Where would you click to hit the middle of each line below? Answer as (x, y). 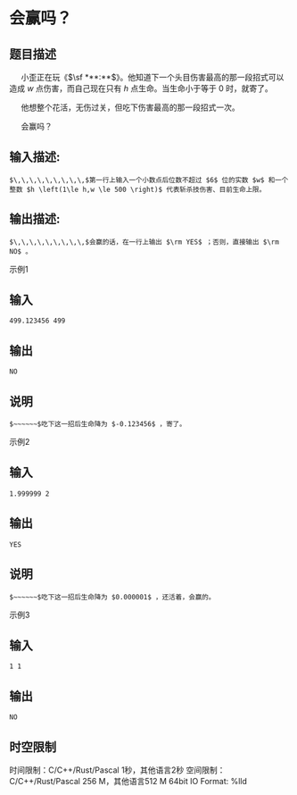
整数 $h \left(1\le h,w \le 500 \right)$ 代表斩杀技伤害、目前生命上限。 (137, 189)
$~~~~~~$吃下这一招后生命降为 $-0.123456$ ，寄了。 (98, 424)
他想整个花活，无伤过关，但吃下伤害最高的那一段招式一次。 (130, 107)
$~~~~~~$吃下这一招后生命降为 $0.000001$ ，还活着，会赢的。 (112, 597)
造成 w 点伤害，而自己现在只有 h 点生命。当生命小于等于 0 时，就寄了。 (141, 88)
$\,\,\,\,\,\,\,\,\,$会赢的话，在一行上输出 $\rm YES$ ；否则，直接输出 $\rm (144, 242)
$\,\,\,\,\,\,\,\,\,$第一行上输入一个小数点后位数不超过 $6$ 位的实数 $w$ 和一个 (149, 180)
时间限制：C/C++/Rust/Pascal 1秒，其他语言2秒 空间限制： (117, 770)
